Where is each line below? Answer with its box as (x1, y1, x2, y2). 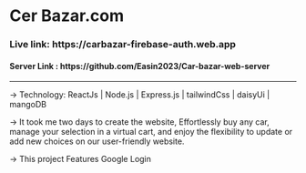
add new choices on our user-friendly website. (9, 136, 185, 147)
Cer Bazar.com (9, 5, 125, 26)
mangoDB (9, 99, 47, 110)
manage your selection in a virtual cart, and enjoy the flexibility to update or (9, 127, 293, 137)
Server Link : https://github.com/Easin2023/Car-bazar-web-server (9, 60, 270, 71)
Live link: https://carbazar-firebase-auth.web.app (9, 38, 237, 51)
